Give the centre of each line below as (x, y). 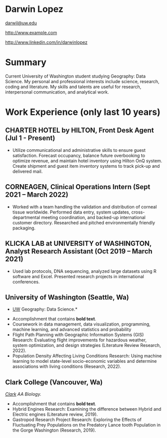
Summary (26, 62)
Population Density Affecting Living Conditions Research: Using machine (87, 356)
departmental (26, 217)
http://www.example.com (31, 32)
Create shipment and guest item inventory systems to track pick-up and (86, 166)
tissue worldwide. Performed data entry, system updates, (71, 212)
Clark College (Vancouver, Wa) (54, 382)
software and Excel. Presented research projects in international (78, 276)
